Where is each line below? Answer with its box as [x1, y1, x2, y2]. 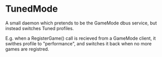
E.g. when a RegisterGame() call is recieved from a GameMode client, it [5, 35, 156, 41]
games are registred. [5, 46, 50, 52]
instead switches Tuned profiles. [5, 25, 74, 31]
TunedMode [5, 3, 58, 15]
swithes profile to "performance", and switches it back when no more [5, 40, 152, 46]
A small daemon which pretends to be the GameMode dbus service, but [5, 20, 157, 26]
